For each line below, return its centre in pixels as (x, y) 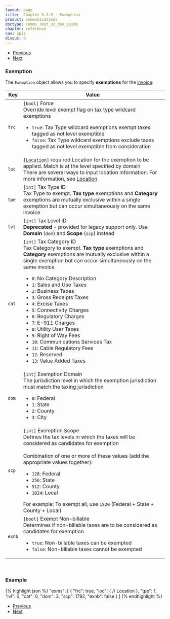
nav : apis (16, 33)
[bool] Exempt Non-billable (56, 519)
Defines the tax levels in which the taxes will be (79, 437)
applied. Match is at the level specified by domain (82, 166)
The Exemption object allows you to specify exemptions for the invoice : (79, 82)
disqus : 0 (16, 39)
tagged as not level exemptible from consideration (91, 147)
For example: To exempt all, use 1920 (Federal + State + (89, 504)
